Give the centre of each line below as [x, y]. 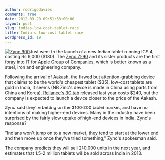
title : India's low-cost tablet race [44, 33]
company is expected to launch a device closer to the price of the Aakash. [81, 98]
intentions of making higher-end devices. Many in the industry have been [80, 112]
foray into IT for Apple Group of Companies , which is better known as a [78, 62]
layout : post [19, 24]
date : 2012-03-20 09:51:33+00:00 [40, 19]
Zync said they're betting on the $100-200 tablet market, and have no [76, 107]
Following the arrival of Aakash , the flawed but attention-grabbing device [80, 77]
